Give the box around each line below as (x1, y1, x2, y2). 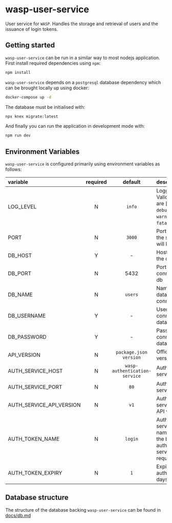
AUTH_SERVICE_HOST (8, 367, 63, 375)
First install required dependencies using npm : (5, 60, 101, 66)
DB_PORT (8, 270, 32, 277)
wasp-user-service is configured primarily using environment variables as (5, 161, 160, 167)
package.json (116, 350, 147, 355)
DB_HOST (8, 252, 32, 259)
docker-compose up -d (5, 94, 52, 100)
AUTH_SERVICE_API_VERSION (8, 401, 81, 409)
